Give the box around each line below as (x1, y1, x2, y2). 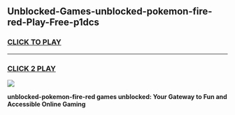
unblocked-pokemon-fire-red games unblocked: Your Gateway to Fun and (7, 92, 227, 100)
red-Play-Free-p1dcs (7, 17, 100, 29)
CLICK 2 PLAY (7, 63, 56, 73)
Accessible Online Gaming (7, 100, 86, 108)
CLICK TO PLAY (7, 38, 62, 47)
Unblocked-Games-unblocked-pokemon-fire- (7, 6, 213, 17)
